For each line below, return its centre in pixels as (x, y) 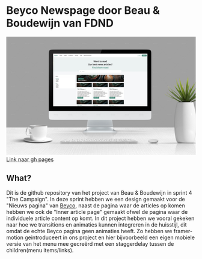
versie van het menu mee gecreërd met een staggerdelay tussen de (90, 243)
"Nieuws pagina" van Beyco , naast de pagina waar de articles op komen (96, 206)
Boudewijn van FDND (60, 23)
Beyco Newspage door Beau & (83, 11)
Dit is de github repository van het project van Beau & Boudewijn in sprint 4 (99, 192)
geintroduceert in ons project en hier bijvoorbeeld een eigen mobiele (110, 237)
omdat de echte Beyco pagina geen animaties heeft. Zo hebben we (89, 231)
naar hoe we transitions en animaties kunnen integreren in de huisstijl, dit (97, 224)
